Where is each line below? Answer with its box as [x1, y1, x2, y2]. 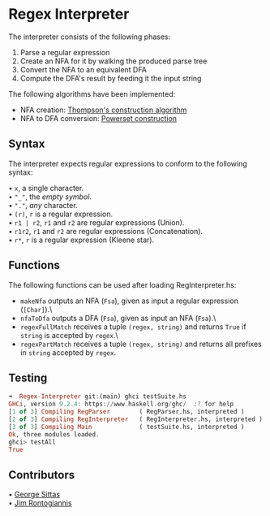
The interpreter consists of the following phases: [8, 32, 171, 41]
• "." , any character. [8, 200, 79, 210]
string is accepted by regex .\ [19, 330, 119, 340]
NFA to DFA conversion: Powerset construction [19, 113, 177, 123]
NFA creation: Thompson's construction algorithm [19, 105, 187, 115]
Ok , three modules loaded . [8, 430, 100, 439]
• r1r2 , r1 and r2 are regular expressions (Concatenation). [8, 226, 204, 236]
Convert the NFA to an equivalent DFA [19, 64, 148, 74]
